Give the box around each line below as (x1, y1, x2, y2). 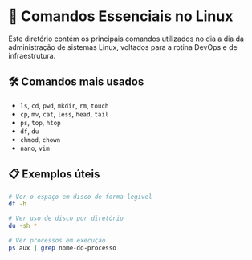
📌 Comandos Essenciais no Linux (8, 7, 234, 26)
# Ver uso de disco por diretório (8, 214, 124, 223)
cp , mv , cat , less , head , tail (19, 108, 109, 119)
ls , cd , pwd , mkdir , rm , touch (19, 100, 109, 110)
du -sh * (8, 222, 38, 230)
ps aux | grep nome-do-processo (8, 244, 116, 252)
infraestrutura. (8, 51, 56, 60)
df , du (19, 126, 39, 136)
